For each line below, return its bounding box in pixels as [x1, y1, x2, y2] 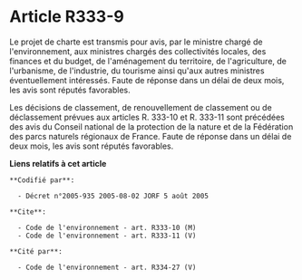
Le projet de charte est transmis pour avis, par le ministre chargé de [9, 36, 263, 47]
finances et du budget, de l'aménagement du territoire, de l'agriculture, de [9, 55, 287, 66]
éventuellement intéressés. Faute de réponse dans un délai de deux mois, [9, 74, 285, 85]
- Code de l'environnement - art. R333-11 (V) [17, 231, 197, 240]
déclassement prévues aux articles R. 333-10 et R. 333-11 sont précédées [9, 111, 286, 122]
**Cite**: [9, 207, 47, 217]
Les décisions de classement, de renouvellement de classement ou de [9, 101, 272, 112]
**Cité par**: [9, 246, 63, 256]
